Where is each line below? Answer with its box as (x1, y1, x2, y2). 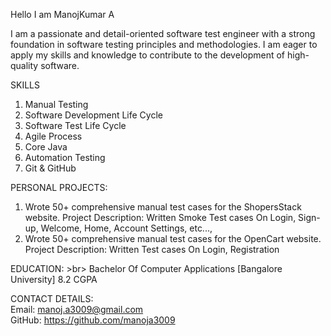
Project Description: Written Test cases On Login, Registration (24, 244, 280, 255)
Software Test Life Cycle (24, 120, 127, 131)
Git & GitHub (24, 162, 77, 174)
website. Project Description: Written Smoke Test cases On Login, (24, 212, 297, 223)
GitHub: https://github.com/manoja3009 (10, 314, 176, 326)
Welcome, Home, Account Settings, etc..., (40, 222, 213, 234)
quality (10, 60, 39, 71)
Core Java (24, 141, 68, 153)
